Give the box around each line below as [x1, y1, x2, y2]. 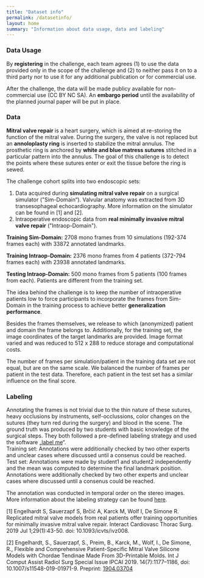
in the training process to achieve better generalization [27, 302, 166, 309]
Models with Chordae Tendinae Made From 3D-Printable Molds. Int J [6, 552, 179, 559]
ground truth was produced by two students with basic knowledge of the [6, 425, 189, 433]
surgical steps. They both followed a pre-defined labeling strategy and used [6, 432, 197, 439]
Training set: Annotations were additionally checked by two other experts [6, 445, 190, 452]
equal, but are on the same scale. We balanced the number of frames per [6, 364, 190, 371]
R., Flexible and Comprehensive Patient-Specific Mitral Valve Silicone [6, 546, 180, 553]
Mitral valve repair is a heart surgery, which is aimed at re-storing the [6, 126, 181, 134]
